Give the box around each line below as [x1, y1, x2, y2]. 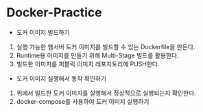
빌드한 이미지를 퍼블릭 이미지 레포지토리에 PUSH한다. [16, 59, 160, 68]
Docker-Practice [6, 5, 102, 20]
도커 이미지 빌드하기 [16, 28, 70, 36]
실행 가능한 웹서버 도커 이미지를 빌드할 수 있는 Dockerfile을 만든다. [16, 42, 196, 51]
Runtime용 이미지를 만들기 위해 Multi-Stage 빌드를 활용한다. [16, 51, 179, 59]
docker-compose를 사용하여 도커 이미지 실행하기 [16, 97, 150, 105]
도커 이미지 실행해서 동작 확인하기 [16, 74, 107, 83]
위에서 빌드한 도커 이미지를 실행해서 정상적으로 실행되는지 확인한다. [16, 89, 196, 97]
